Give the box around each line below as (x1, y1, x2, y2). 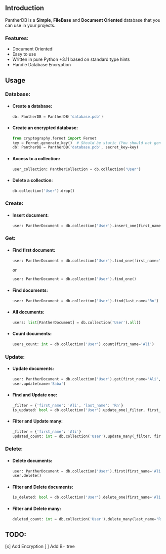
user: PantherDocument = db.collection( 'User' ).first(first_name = (12, 468, 152, 474)
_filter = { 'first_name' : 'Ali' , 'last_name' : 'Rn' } (12, 403, 124, 408)
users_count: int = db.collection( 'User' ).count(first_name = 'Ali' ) (12, 341, 155, 347)
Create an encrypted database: (12, 125, 78, 131)
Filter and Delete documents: (12, 484, 74, 490)
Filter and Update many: (12, 418, 63, 424)
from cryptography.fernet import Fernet (12, 136, 97, 140)
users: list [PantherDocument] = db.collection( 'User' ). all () (12, 320, 141, 325)
